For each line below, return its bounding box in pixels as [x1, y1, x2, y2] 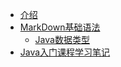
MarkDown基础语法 [19, 21, 101, 33]
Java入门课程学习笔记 [19, 46, 111, 58]
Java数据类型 [34, 34, 90, 45]
